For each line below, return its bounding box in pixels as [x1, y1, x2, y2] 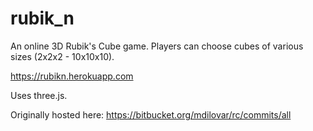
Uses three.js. [10, 89, 68, 101]
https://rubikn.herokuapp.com [10, 70, 134, 82]
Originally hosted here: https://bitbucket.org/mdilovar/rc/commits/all [10, 108, 292, 121]
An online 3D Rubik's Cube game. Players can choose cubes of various [10, 40, 304, 52]
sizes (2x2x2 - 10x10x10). [10, 50, 115, 62]
